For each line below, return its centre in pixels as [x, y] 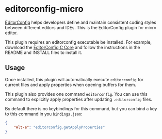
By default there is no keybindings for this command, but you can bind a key [81, 108]
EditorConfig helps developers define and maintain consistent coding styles [81, 22]
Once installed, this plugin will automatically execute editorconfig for [74, 79]
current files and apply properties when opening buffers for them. [71, 85]
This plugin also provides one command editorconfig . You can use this [76, 94]
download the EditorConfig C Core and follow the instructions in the [73, 47]
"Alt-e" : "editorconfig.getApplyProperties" [59, 127]
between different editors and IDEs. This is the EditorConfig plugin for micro [81, 27]
